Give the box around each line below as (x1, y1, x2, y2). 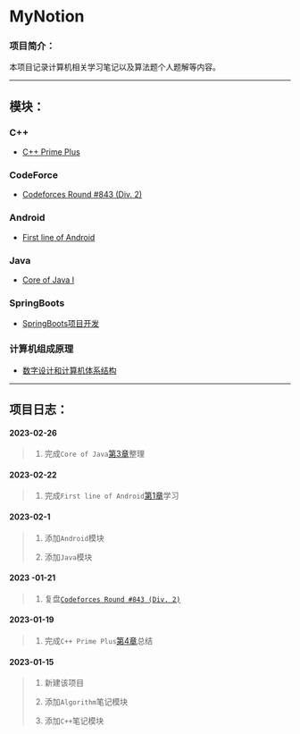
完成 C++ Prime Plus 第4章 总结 (44, 636, 154, 646)
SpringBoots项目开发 (21, 318, 100, 329)
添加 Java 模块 (44, 552, 93, 562)
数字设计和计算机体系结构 (21, 365, 117, 375)
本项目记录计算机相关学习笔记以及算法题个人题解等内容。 (9, 62, 221, 72)
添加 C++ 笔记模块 (44, 715, 104, 726)
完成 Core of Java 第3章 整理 (44, 449, 146, 460)
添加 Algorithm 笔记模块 (44, 696, 129, 707)
